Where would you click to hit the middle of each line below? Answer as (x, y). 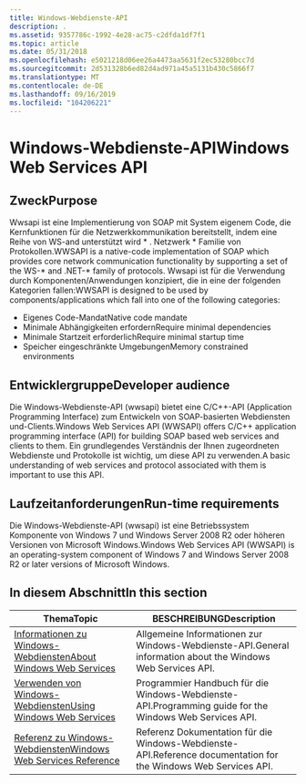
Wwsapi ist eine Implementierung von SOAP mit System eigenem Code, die (150, 222)
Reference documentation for (216, 755)
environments (48, 356)
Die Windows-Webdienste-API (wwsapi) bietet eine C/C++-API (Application (151, 407)
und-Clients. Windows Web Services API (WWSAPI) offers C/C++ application (153, 427)
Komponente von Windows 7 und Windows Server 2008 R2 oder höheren (147, 535)
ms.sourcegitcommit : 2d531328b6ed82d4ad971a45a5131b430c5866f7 (132, 69)
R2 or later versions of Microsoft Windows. (90, 564)
